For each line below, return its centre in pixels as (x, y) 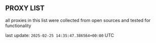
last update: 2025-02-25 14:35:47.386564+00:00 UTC (60, 35)
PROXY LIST (25, 8)
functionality (18, 25)
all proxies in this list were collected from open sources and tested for (78, 20)
